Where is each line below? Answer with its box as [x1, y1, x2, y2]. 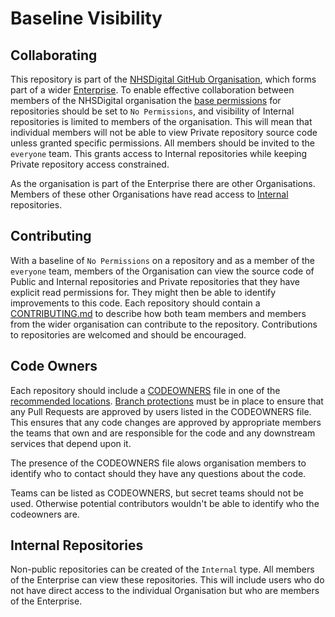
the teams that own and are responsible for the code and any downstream [10, 427, 316, 439]
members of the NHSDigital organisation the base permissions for [10, 95, 282, 106]
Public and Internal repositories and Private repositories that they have [10, 275, 300, 287]
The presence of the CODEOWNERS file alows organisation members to [10, 457, 307, 469]
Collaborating [10, 47, 98, 64]
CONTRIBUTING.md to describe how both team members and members [10, 307, 307, 319]
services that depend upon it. [10, 437, 132, 449]
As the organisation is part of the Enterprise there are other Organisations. [10, 178, 316, 189]
